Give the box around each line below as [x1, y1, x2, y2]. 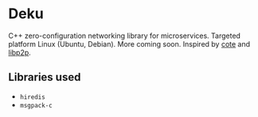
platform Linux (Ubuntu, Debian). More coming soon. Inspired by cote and [8, 39, 251, 48]
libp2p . [8, 47, 32, 57]
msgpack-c [19, 101, 53, 109]
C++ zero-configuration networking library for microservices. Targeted [8, 31, 241, 40]
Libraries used [8, 70, 81, 84]
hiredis [19, 92, 45, 101]
